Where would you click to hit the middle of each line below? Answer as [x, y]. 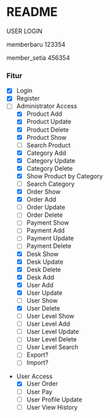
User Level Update [53, 332]
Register [28, 98]
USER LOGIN [24, 31]
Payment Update [50, 238]
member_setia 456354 [38, 58]
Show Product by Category [65, 176]
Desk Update [45, 262]
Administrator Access [47, 106]
